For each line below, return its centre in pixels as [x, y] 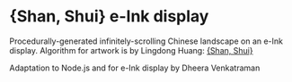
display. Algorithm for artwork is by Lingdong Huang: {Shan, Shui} [131, 50]
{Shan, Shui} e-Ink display [109, 16]
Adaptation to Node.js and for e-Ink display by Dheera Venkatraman [135, 68]
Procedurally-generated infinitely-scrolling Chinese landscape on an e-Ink [146, 41]
